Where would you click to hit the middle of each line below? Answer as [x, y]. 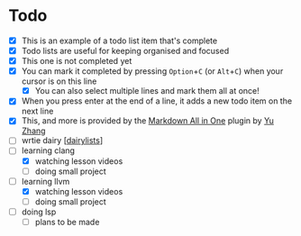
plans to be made [67, 222]
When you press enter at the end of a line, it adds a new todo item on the [157, 101]
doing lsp [39, 212]
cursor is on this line [59, 81]
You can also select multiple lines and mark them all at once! [147, 91]
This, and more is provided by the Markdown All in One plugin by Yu [147, 121]
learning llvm [46, 181]
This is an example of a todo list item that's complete [119, 41]
